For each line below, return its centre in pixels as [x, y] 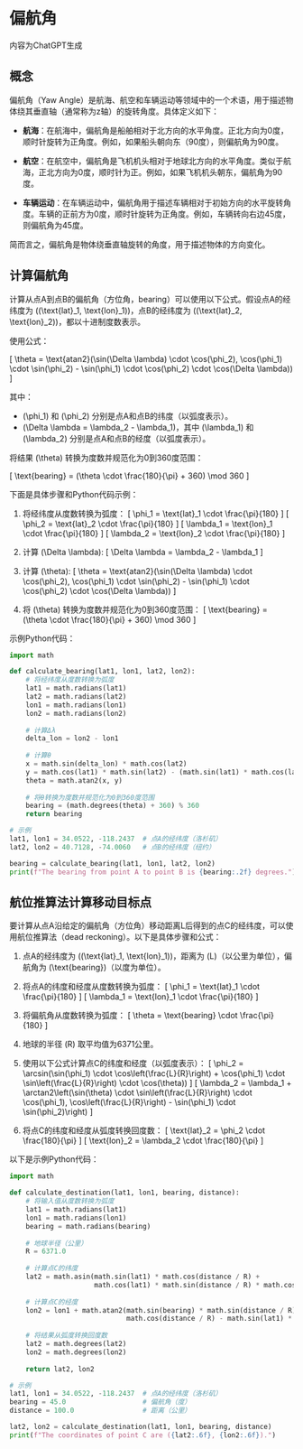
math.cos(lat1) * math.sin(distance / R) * [177, 1285]
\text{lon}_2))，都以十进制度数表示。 [78, 321]
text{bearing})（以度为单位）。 [110, 968]
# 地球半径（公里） [57, 1243]
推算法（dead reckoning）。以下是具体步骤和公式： [127, 937]
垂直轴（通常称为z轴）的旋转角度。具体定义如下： [126, 111]
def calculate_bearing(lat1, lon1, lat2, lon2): [102, 672]
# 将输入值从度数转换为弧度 [70, 1202]
